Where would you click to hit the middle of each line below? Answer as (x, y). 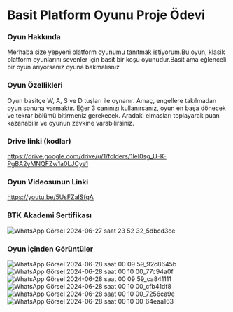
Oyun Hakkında (34, 37)
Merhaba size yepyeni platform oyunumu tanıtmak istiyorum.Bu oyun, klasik (116, 52)
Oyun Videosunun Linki (48, 182)
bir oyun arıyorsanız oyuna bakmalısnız (64, 67)
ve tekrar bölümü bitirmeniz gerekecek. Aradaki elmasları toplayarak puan (114, 115)
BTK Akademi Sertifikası (50, 215)
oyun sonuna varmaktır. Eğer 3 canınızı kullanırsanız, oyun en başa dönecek (116, 108)
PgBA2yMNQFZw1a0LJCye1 (48, 164)
